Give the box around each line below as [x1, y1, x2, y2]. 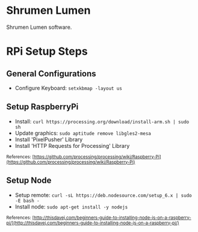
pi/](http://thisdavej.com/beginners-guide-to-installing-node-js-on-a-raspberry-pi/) [6, 220, 179, 226]
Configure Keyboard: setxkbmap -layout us [14, 84, 122, 91]
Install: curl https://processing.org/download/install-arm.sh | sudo [14, 118, 190, 125]
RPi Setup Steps [6, 44, 88, 58]
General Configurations [6, 69, 96, 79]
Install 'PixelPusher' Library [14, 136, 83, 143]
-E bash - [14, 198, 40, 204]
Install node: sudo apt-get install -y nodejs [14, 203, 128, 210]
